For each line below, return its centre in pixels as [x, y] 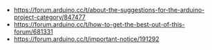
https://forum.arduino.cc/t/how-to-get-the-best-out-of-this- [99, 24]
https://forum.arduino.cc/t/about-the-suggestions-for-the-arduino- [109, 10]
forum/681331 [33, 32]
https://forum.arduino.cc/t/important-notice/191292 [87, 39]
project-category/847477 [50, 17]
